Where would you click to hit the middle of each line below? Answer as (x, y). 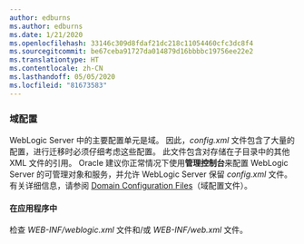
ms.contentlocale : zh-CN (56, 69)
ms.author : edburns (46, 26)
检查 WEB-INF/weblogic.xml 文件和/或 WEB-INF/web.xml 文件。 (128, 230)
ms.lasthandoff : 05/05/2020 (63, 77)
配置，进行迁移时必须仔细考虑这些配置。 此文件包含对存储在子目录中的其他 (150, 151)
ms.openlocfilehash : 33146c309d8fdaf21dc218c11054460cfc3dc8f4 (132, 43)
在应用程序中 (33, 208)
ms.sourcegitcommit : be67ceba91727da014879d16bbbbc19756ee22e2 (132, 52)
